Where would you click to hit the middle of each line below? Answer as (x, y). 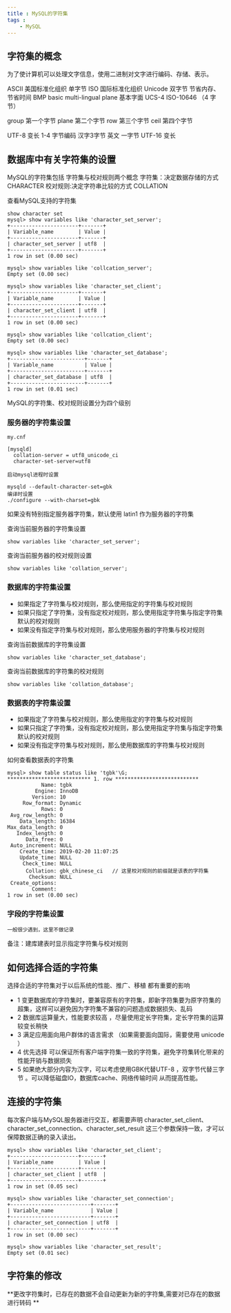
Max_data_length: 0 (35, 827)
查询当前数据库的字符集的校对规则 (56, 671)
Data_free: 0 (44, 839)
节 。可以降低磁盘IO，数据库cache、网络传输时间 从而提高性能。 (109, 1078)
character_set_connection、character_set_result (76, 1128)
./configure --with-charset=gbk (53, 501)
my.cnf (17, 437)
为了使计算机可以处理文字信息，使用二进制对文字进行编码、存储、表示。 (110, 74)
